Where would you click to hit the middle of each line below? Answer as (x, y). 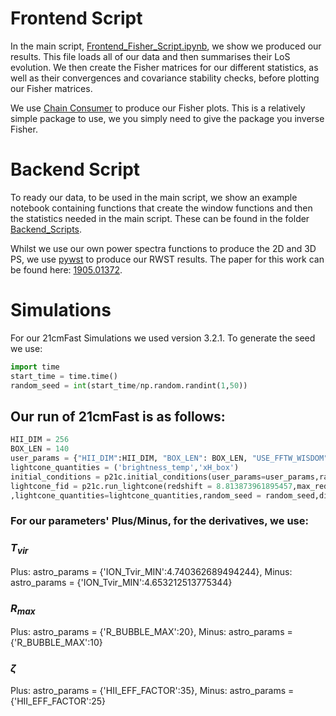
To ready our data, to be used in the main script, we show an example (154, 197)
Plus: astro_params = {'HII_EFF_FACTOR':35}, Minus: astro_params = (152, 690)
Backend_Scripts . (46, 229)
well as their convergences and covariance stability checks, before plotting (165, 78)
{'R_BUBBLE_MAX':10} (56, 643)
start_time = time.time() (64, 376)
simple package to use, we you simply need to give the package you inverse (167, 118)
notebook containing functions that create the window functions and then (161, 208)
